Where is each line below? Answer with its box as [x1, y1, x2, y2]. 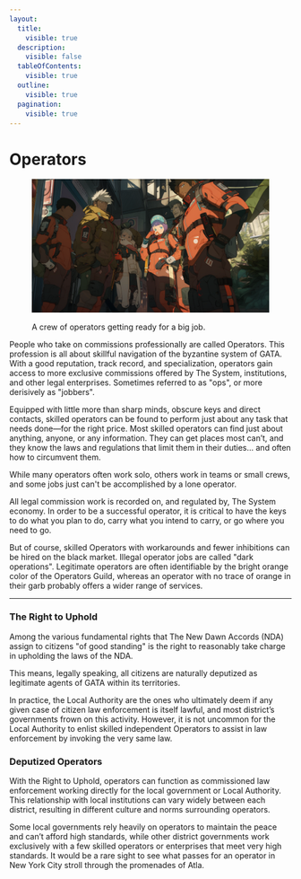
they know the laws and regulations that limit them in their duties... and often [9, 442, 291, 453]
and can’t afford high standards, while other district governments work [9, 831, 271, 842]
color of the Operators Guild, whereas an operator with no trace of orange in [9, 570, 291, 581]
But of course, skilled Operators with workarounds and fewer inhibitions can [9, 541, 290, 552]
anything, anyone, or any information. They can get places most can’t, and [9, 432, 284, 444]
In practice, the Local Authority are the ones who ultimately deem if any [9, 694, 273, 705]
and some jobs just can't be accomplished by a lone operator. [9, 479, 237, 489]
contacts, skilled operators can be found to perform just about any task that [9, 413, 288, 424]
